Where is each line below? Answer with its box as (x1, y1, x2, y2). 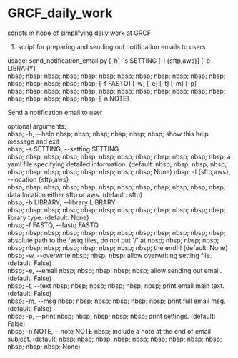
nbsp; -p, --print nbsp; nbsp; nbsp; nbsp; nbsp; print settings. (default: (7, 312, 216, 320)
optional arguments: (7, 121, 66, 130)
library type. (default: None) (7, 213, 89, 222)
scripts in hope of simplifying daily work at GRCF (7, 29, 152, 37)
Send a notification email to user (7, 108, 103, 116)
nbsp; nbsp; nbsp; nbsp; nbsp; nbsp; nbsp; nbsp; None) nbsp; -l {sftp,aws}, (7, 167, 231, 176)
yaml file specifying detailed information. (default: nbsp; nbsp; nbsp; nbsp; (7, 159, 227, 169)
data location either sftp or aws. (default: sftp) (7, 190, 143, 199)
